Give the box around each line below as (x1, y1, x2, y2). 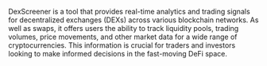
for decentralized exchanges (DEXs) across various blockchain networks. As (8, 15, 259, 25)
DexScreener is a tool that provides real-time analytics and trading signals (8, 7, 250, 16)
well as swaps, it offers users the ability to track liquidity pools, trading (8, 24, 239, 33)
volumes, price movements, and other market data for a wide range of (8, 32, 238, 41)
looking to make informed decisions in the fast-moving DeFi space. (8, 49, 228, 58)
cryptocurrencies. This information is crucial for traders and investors (8, 41, 236, 50)
